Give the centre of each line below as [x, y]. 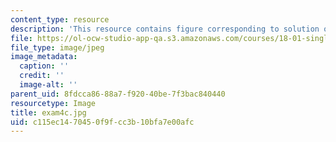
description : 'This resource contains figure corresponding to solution [165, 29]
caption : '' [44, 66]
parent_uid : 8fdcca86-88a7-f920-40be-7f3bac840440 [118, 94]
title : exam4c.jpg [48, 112]
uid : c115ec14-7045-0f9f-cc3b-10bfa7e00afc [102, 122]
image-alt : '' [48, 85]
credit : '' [42, 76]
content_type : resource [60, 19]
